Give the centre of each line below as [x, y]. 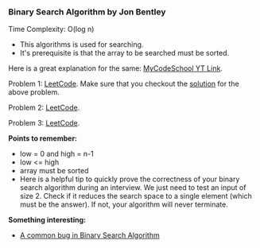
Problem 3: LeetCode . [44, 123]
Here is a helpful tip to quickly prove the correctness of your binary [130, 179]
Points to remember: [43, 138]
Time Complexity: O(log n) [51, 29]
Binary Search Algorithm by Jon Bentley [87, 12]
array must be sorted [54, 171]
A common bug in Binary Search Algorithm [90, 235]
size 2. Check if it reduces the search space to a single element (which [136, 196]
